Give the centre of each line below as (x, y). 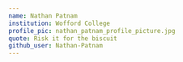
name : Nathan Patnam (43, 16)
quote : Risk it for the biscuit (63, 38)
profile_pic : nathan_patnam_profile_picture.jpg (92, 31)
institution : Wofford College (60, 23)
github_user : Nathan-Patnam (56, 46)
